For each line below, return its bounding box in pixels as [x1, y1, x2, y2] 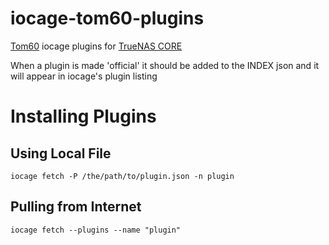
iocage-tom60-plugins [10, 7, 205, 30]
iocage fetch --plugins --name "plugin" [10, 225, 182, 235]
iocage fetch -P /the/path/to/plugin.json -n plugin [10, 171, 235, 181]
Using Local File [10, 145, 112, 162]
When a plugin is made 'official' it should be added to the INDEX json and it [10, 59, 320, 71]
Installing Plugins [10, 105, 157, 128]
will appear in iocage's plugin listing [10, 70, 158, 82]
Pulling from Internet [10, 198, 142, 216]
